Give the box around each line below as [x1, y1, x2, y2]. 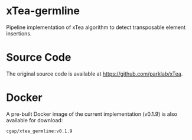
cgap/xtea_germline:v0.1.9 [6, 128, 73, 134]
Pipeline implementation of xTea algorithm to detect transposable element [6, 24, 186, 31]
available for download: [6, 116, 63, 123]
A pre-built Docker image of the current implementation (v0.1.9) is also [6, 110, 177, 118]
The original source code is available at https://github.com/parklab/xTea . [6, 70, 183, 77]
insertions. [6, 30, 32, 37]
